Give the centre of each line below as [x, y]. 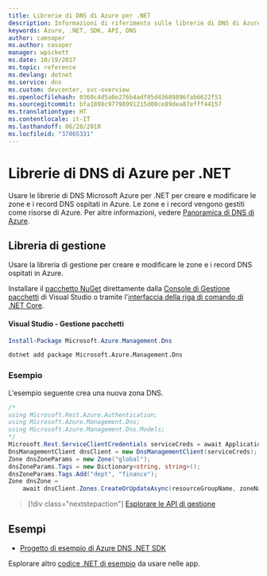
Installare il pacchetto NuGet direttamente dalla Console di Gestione [119, 289]
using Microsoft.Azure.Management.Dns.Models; [87, 430]
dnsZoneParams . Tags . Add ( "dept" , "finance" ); [83, 474]
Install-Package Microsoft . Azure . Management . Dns [90, 341]
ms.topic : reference [43, 68]
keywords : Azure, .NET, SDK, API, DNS [72, 30]
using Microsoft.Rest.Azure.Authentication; [83, 414]
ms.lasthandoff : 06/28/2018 [55, 126]
